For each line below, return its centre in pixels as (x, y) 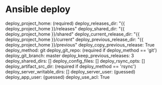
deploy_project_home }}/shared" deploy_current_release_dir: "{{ (73, 34)
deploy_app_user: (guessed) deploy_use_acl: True (57, 77)
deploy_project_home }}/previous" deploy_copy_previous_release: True (80, 45)
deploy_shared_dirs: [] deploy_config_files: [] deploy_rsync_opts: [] (75, 61)
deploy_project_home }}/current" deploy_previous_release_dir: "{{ (75, 39)
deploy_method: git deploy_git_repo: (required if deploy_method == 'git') (81, 50)
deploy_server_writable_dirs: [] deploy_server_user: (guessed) (70, 71)
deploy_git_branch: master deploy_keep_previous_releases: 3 (70, 55)
